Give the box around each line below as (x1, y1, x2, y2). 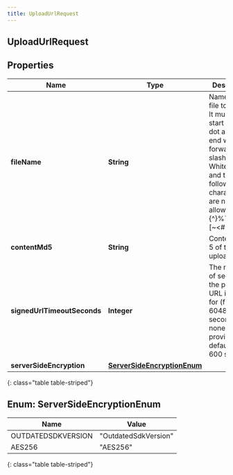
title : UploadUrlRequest (7, 10, 79, 17)
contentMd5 (10, 242, 53, 252)
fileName (10, 157, 42, 167)
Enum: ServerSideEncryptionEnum (7, 398, 162, 410)
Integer (107, 305, 133, 315)
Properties (7, 60, 54, 72)
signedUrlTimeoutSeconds (10, 305, 102, 315)
